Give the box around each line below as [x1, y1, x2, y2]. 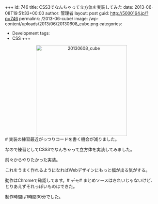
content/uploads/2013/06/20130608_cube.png [5, 21, 98, 27]
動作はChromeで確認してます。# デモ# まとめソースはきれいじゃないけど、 [5, 177, 155, 183]
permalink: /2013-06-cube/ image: [19, 16, 88, 21]
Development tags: [12, 31, 50, 36]
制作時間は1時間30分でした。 [5, 194, 63, 200]
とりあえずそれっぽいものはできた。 [5, 184, 78, 189]
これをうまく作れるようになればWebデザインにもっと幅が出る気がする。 [5, 167, 150, 173]
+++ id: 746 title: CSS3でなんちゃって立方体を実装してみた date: [5, 4, 134, 10]
